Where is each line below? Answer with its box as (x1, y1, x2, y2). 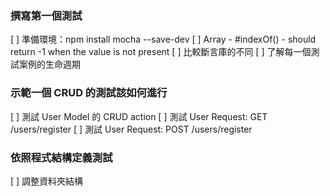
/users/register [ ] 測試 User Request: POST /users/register (10, 123, 253, 135)
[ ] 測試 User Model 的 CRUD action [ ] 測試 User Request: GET (10, 110, 268, 122)
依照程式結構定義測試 (10, 150, 113, 164)
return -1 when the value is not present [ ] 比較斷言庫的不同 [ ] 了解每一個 (10, 46, 312, 58)
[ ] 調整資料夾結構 (10, 175, 84, 187)
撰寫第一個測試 (10, 8, 83, 22)
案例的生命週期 (18, 58, 81, 71)
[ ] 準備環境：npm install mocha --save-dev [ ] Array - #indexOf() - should (10, 33, 317, 46)
